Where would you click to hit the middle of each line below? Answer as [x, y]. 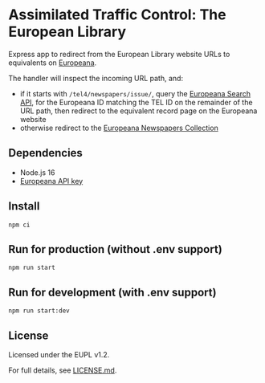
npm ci [19, 225]
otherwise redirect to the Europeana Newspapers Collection [119, 128]
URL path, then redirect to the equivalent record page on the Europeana [139, 111]
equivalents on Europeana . [53, 63]
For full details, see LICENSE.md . [63, 370]
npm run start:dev [39, 311]
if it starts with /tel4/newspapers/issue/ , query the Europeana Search [135, 93]
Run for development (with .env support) [112, 292]
